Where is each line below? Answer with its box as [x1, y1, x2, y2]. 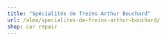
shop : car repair [7, 23, 58, 30]
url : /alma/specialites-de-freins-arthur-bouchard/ [7, 17, 160, 24]
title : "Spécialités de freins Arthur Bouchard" [7, 10, 151, 17]
